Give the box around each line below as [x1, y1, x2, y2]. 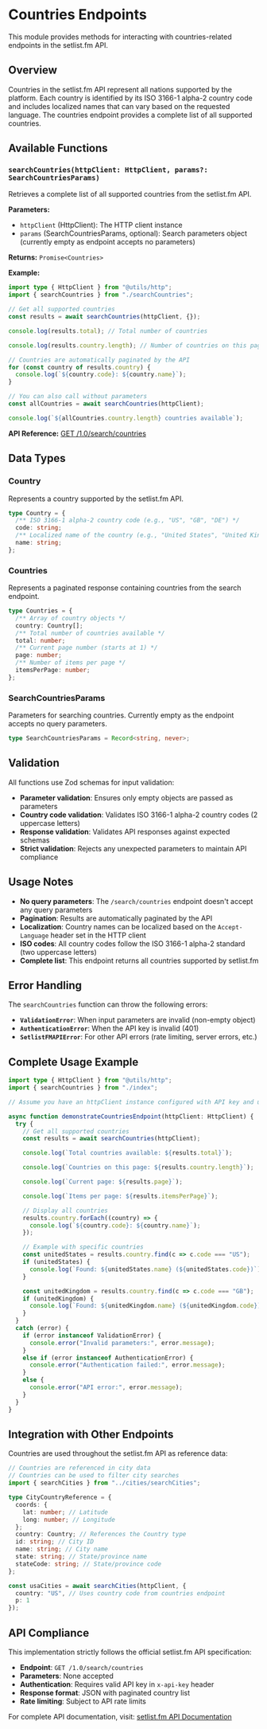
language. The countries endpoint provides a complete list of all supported [8, 110, 253, 119]
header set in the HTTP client [50, 930, 147, 940]
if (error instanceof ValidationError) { [22, 1332, 161, 1340]
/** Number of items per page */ [15, 659, 126, 667]
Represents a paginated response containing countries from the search [8, 583, 242, 593]
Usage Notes [8, 875, 74, 889]
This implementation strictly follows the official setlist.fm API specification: [8, 1647, 252, 1657]
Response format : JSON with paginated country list [19, 1688, 191, 1697]
